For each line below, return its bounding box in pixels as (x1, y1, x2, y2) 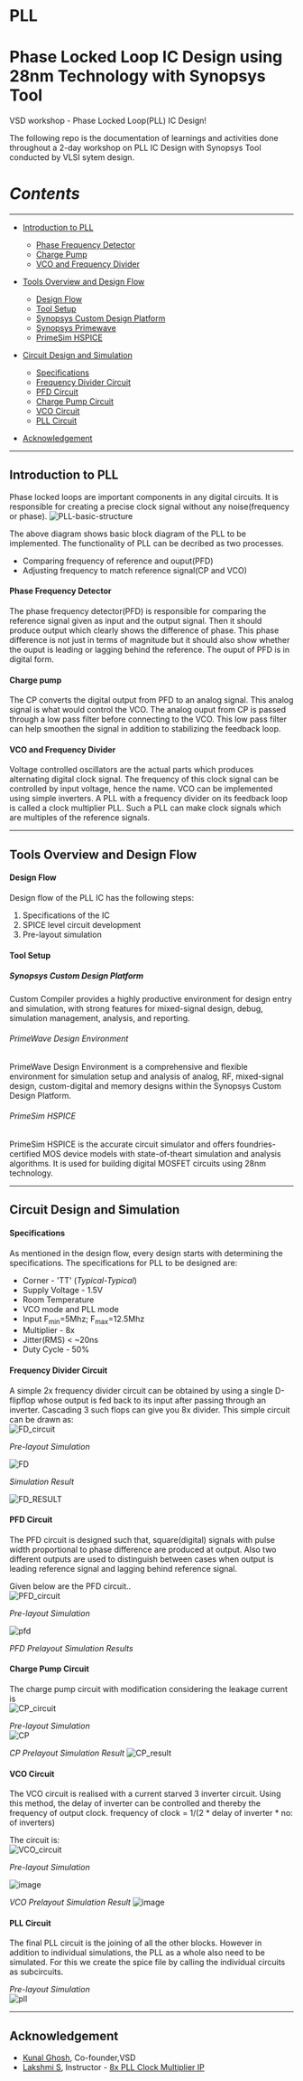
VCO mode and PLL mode (22, 1303, 119, 1314)
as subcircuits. (9, 1966, 64, 1977)
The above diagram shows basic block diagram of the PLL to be (9, 528, 246, 539)
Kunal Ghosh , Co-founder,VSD (22, 2052, 136, 2063)
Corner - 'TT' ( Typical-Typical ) (22, 1274, 138, 1285)
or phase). (9, 510, 48, 521)
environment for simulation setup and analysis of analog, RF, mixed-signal (9, 1071, 284, 1082)
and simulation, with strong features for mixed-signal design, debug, (9, 1003, 263, 1014)
